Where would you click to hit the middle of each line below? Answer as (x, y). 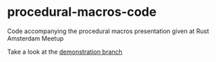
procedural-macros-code (82, 12)
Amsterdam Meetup (35, 38)
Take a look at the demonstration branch (65, 52)
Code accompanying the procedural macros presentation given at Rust (108, 31)
